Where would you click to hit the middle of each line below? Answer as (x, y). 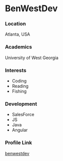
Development (21, 104)
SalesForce (23, 115)
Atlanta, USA (18, 34)
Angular (20, 130)
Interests (16, 70)
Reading (20, 86)
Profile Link (19, 143)
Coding (19, 81)
